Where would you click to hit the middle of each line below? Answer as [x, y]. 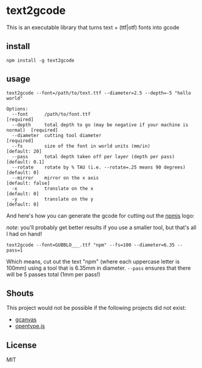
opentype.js [30, 326]
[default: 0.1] [25, 162]
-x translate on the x [53, 189]
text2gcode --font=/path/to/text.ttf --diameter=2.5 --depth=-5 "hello [99, 93]
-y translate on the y [53, 199]
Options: [17, 109]
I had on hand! [24, 233]
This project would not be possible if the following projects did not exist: [96, 308]
